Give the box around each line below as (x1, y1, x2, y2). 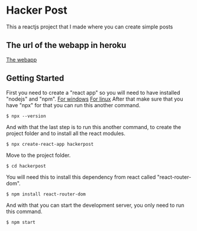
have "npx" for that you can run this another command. (6, 101, 141, 108)
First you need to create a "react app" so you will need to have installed (6, 89, 180, 96)
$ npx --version (6, 113, 46, 119)
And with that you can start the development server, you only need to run (6, 201, 185, 208)
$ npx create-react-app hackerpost (6, 141, 94, 147)
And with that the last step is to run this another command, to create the (6, 123, 182, 130)
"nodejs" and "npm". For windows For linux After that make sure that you (6, 95, 183, 102)
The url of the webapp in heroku (6, 40, 127, 50)
